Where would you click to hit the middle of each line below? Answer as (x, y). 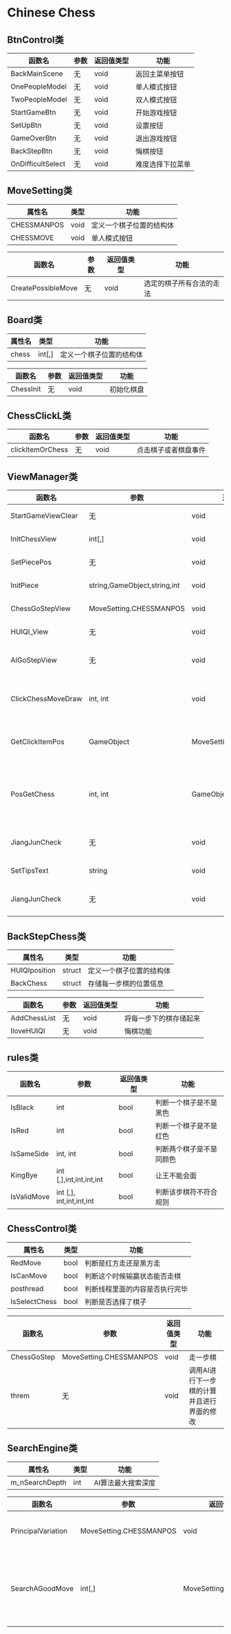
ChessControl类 (42, 1229)
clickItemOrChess (40, 450)
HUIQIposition (33, 971)
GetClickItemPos (37, 742)
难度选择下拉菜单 (163, 164)
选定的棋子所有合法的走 (182, 283)
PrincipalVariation (39, 1531)
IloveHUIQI (28, 1031)
